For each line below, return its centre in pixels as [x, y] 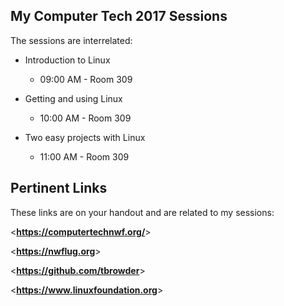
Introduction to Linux [67, 60]
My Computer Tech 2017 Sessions [119, 16]
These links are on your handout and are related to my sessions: [142, 212]
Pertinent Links [59, 188]
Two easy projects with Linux [85, 137]
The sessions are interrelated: [71, 40]
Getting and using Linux [73, 98]
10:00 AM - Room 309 [85, 118]
